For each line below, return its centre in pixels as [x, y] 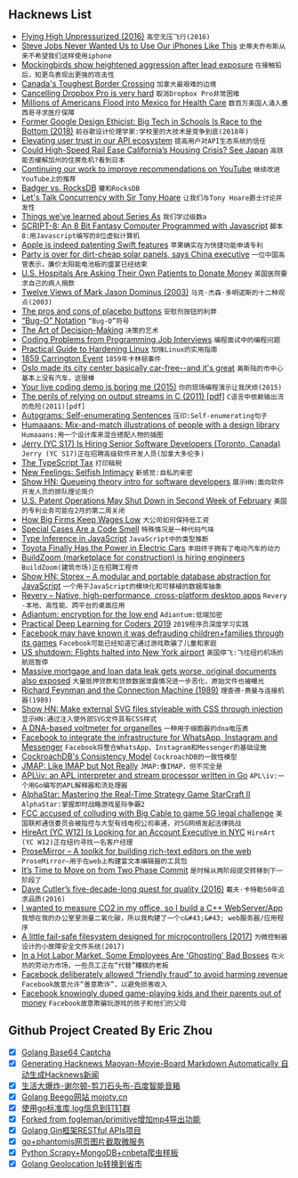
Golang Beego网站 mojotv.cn [74, 1097]
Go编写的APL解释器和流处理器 [81, 785]
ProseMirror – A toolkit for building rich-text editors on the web [136, 851]
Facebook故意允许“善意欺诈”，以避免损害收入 [94, 984]
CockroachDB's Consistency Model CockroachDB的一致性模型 [129, 756]
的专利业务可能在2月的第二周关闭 [73, 511]
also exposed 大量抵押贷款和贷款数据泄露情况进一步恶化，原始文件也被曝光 [143, 680]
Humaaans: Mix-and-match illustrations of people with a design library [150, 424]
